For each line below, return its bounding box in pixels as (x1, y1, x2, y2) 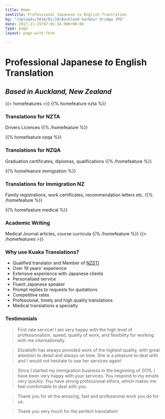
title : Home (5, 7, 30, 13)
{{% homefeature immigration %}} (5, 168, 76, 174)
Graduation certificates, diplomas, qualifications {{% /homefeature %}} (5, 158, 152, 164)
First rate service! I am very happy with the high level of (17, 327, 133, 333)
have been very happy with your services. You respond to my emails (17, 372, 159, 379)
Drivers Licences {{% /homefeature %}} (5, 124, 88, 130)
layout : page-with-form (5, 31, 55, 36)
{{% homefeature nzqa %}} (5, 134, 62, 141)
